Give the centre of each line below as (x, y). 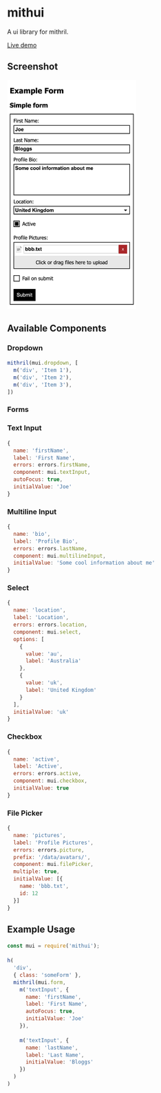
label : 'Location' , (41, 618)
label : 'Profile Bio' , (46, 541)
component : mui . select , (47, 632)
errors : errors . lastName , (51, 548)
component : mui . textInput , (52, 473)
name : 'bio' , (32, 534)
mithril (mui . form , (40, 982)
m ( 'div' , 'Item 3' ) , (43, 385)
